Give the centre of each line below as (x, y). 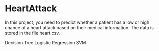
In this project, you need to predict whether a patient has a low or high (77, 22)
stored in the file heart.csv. (33, 33)
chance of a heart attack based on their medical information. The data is (79, 27)
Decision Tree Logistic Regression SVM (46, 42)
